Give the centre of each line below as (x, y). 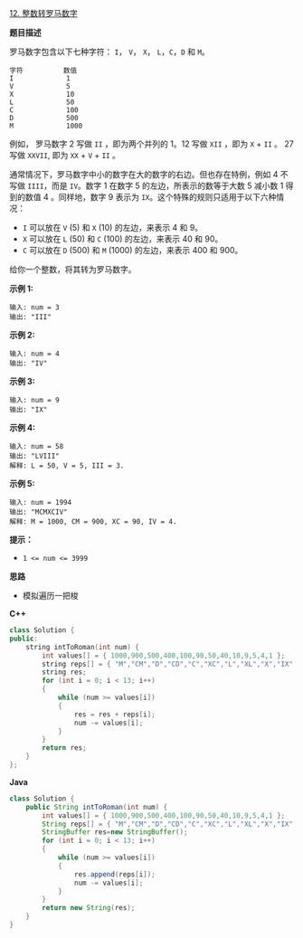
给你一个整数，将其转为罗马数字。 (73, 269)
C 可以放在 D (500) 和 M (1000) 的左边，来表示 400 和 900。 (133, 250)
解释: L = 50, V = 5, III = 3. (67, 466)
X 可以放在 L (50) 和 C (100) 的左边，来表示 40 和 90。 (123, 239)
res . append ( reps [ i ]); (114, 874)
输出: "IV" (28, 364)
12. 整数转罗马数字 (44, 13)
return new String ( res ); (89, 908)
